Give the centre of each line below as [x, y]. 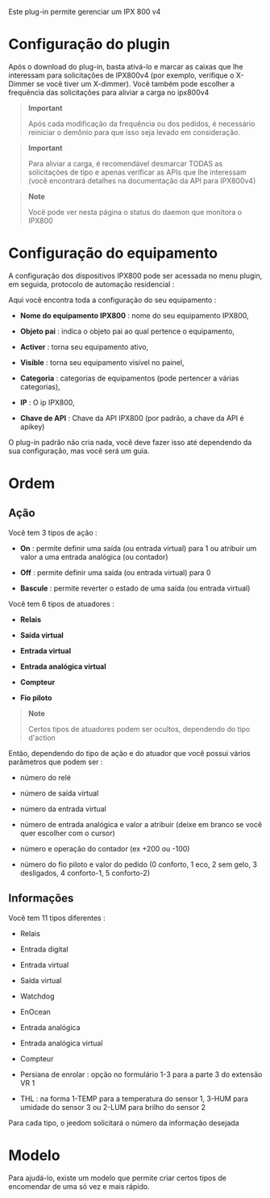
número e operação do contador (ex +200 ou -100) [105, 848]
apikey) [32, 427]
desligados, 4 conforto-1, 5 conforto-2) [85, 872]
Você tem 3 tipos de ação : [53, 532]
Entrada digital [44, 949]
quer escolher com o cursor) [67, 833]
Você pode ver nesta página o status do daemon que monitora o [135, 212]
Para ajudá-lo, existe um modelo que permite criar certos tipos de [118, 1178]
